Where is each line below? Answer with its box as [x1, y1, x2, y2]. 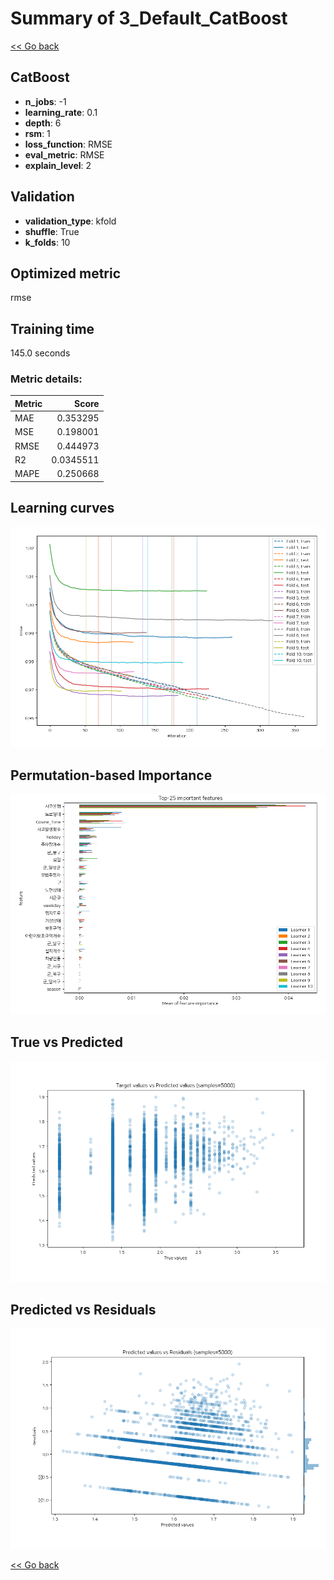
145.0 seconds [10, 347, 71, 359]
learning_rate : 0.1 [24, 106, 98, 118]
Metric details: [10, 372, 83, 386]
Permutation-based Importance [10, 767, 213, 784]
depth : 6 [24, 117, 62, 129]
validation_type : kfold [24, 215, 117, 227]
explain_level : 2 [24, 159, 92, 171]
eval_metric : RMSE [24, 148, 105, 161]
